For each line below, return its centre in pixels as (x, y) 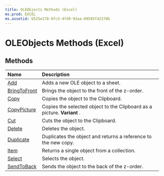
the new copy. (58, 143)
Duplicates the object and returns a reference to (97, 136)
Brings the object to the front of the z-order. (92, 91)
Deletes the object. (63, 129)
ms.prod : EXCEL (20, 14)
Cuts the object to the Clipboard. (79, 121)
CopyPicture (22, 110)
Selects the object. (63, 158)
